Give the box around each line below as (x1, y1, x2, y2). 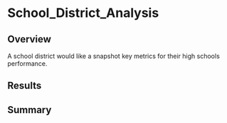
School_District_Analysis (7, 5, 159, 21)
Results (7, 80, 42, 92)
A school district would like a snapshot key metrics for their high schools (7, 52, 221, 60)
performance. (7, 59, 48, 68)
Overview (7, 33, 52, 45)
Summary (7, 104, 52, 116)
